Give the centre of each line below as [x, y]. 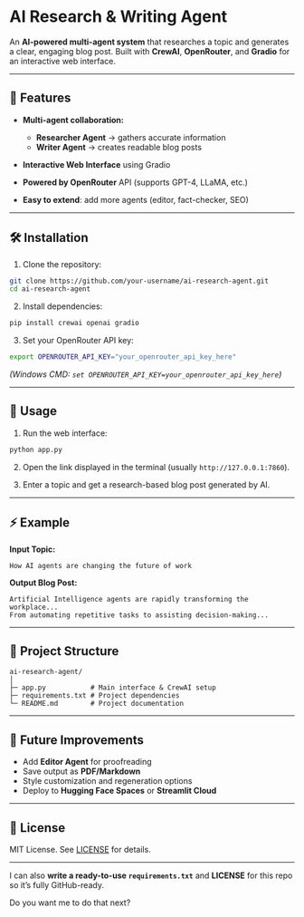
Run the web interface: [65, 433]
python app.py [36, 449]
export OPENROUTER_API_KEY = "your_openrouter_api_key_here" [123, 357]
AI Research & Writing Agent [119, 17]
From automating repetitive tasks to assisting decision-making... [139, 615]
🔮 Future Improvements [77, 740]
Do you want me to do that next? [70, 903]
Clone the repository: [62, 264]
